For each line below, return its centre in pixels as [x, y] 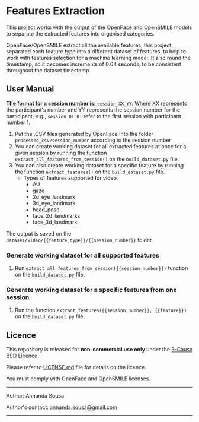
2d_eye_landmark [54, 196]
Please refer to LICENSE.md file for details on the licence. [76, 367]
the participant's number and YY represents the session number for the [93, 110]
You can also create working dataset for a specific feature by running [99, 165]
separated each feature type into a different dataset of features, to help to [96, 51]
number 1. [18, 122]
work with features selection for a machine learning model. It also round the [98, 58]
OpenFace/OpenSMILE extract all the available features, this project [89, 45]
